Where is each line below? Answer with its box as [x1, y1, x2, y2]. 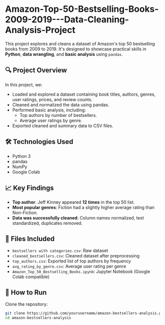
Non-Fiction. [12, 210, 38, 216]
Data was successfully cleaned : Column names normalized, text [12, 215, 144, 221]
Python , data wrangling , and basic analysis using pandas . [5, 51, 123, 57]
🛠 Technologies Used [5, 138, 74, 146]
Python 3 [12, 153, 31, 159]
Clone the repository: [5, 301, 48, 307]
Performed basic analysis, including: [12, 107, 86, 113]
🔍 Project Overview [5, 66, 67, 74]
